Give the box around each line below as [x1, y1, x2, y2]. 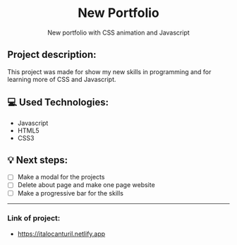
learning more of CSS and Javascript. [7, 75, 116, 83]
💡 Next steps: [7, 154, 68, 166]
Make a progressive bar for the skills [17, 189, 123, 197]
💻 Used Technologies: [7, 97, 109, 109]
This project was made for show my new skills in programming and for [7, 67, 212, 76]
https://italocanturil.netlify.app [17, 229, 106, 238]
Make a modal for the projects [17, 173, 105, 181]
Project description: [7, 49, 97, 61]
